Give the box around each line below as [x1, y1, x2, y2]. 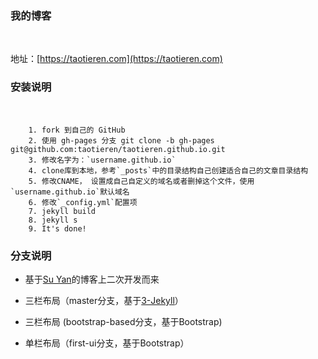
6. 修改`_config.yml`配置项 [28, 197, 138, 207]
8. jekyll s [28, 215, 78, 225]
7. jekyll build [28, 206, 97, 216]
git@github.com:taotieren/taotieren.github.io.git [10, 144, 226, 154]
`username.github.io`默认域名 [10, 187, 130, 197]
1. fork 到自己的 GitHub [28, 125, 126, 135]
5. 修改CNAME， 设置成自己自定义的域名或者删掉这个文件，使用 [28, 176, 255, 186]
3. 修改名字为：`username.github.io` [28, 155, 177, 165]
